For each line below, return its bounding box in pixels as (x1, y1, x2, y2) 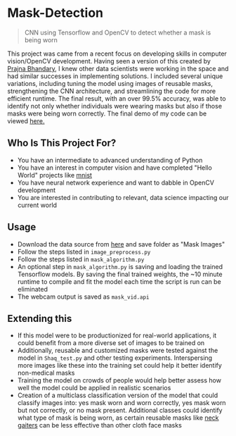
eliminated (17, 285, 48, 293)
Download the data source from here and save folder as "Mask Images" (17, 239, 225, 248)
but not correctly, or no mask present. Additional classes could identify (17, 406, 223, 415)
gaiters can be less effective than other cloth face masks (17, 421, 183, 430)
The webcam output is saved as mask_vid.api (17, 292, 150, 301)
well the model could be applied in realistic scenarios (17, 384, 171, 392)
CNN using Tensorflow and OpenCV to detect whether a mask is (24, 28, 211, 37)
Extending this (7, 312, 72, 325)
